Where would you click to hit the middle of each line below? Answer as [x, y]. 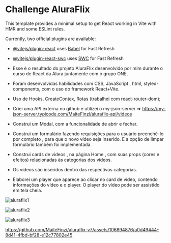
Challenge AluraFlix [48, 9]
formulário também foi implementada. [52, 144]
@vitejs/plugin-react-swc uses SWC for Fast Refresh [68, 58]
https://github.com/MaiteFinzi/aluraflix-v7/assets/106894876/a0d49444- [82, 229]
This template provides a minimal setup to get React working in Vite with [81, 23]
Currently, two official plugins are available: [51, 39]
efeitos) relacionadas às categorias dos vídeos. [62, 160]
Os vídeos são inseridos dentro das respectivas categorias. [75, 169]
